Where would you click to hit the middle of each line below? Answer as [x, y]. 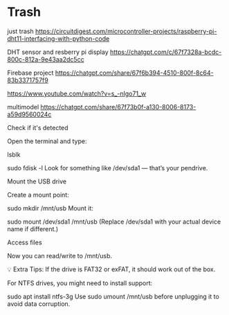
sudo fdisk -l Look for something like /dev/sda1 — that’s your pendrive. [108, 168]
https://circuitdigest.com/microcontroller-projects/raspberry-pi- [126, 31]
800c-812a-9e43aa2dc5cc [46, 59]
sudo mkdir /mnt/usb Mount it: [50, 208]
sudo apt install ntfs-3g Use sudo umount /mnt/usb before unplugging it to [113, 296]
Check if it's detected [38, 127]
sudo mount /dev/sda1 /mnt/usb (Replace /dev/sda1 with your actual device [114, 222]
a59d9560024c [29, 114]
